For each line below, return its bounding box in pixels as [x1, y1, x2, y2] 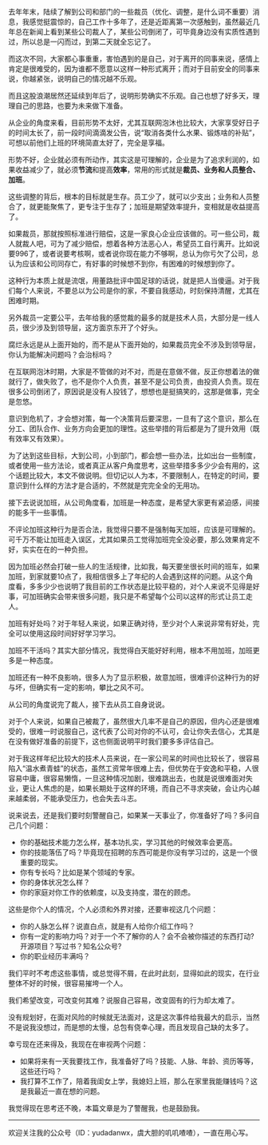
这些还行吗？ [19, 1067, 62, 1075]
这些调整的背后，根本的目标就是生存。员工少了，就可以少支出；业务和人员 [8, 192, 253, 201]
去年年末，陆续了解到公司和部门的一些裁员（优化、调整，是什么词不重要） [8, 7, 253, 16]
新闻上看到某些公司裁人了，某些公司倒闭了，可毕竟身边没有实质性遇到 [29, 27, 260, 36]
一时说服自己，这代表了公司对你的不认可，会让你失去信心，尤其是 [42, 727, 260, 736]
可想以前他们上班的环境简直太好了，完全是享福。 [8, 138, 169, 147]
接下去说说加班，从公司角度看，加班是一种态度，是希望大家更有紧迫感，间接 [8, 498, 260, 507]
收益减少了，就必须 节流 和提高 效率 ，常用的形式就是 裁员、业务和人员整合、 [14, 165, 260, 174]
